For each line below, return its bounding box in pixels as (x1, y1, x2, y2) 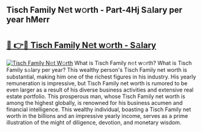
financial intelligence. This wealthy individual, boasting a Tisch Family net (6, 106, 192, 113)
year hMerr (6, 15, 50, 25)
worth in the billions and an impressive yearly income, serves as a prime (6, 112, 189, 119)
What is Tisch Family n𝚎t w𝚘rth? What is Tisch (74, 60, 192, 66)
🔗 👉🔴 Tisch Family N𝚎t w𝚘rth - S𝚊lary (6, 40, 157, 50)
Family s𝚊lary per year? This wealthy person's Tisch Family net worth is (6, 66, 187, 73)
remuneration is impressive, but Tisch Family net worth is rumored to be (6, 80, 188, 87)
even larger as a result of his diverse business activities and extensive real (6, 86, 194, 93)
